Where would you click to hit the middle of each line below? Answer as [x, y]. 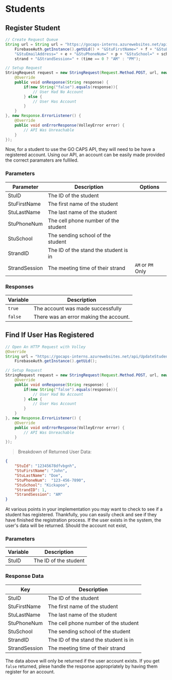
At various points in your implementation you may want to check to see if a [84, 509]
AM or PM [144, 265]
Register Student [33, 28]
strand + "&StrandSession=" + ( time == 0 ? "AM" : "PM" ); [78, 59]
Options [149, 187]
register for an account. [30, 672]
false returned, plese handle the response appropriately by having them [81, 666]
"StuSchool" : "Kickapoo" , [42, 485]
